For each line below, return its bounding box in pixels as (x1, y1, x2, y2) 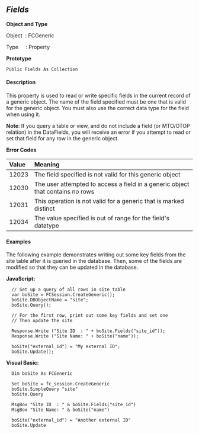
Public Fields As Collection (6, 66, 78, 72)
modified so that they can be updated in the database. (6, 263, 139, 271)
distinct (34, 204, 55, 213)
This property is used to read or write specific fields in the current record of (6, 92, 191, 99)
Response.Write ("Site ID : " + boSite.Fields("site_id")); (11, 328, 166, 334)
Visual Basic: (6, 359, 39, 367)
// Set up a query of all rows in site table (11, 287, 126, 292)
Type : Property (6, 43, 50, 50)
